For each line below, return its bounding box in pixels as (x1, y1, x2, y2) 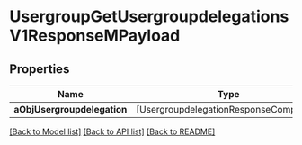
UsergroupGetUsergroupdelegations (9, 6, 289, 27)
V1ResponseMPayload (9, 25, 181, 46)
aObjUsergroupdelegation (13, 104, 128, 115)
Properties (9, 61, 70, 77)
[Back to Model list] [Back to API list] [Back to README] (9, 126, 216, 137)
